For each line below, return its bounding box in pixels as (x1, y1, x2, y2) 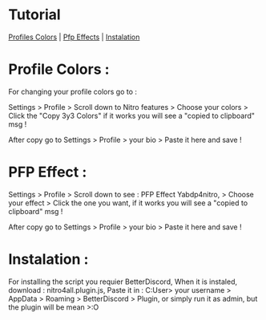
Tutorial (8, 6, 62, 24)
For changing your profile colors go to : (8, 87, 138, 96)
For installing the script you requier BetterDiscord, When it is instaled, (8, 277, 238, 286)
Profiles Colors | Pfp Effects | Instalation (8, 32, 140, 42)
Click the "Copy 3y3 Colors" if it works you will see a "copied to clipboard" (8, 111, 255, 120)
